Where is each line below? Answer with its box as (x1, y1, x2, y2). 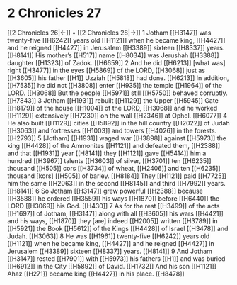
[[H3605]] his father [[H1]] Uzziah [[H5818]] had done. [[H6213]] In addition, (7, 73, 229, 82)
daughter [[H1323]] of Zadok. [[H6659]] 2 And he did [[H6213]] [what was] (7, 58, 226, 67)
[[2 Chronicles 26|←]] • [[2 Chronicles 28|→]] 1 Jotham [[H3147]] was (7, 28, 212, 37)
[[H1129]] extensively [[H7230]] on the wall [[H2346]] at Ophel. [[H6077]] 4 (7, 111, 228, 120)
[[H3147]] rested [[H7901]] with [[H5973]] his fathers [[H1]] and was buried (7, 254, 226, 263)
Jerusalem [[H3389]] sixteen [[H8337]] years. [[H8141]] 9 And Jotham (7, 247, 212, 255)
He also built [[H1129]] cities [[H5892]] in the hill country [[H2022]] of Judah (7, 118, 230, 127)
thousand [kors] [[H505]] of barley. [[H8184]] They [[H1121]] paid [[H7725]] (7, 172, 226, 180)
